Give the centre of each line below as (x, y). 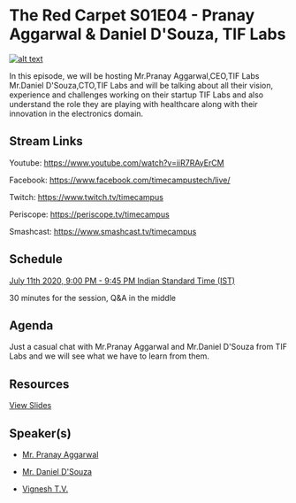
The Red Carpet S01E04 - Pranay (132, 15)
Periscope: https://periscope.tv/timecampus (89, 214)
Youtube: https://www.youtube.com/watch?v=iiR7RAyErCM (117, 163)
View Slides (30, 406)
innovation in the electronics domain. (76, 113)
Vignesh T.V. (45, 489)
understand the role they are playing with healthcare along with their (133, 104)
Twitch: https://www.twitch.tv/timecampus (86, 197)
